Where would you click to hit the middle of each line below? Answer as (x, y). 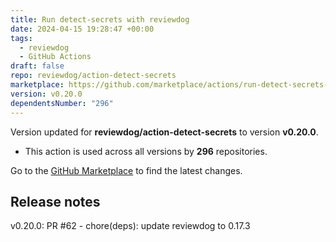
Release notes (55, 201)
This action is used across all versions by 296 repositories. (146, 151)
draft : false (37, 66)
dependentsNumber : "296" (62, 103)
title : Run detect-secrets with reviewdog (100, 19)
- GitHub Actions (55, 57)
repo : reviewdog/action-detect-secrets (93, 76)
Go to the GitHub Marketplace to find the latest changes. (126, 170)
